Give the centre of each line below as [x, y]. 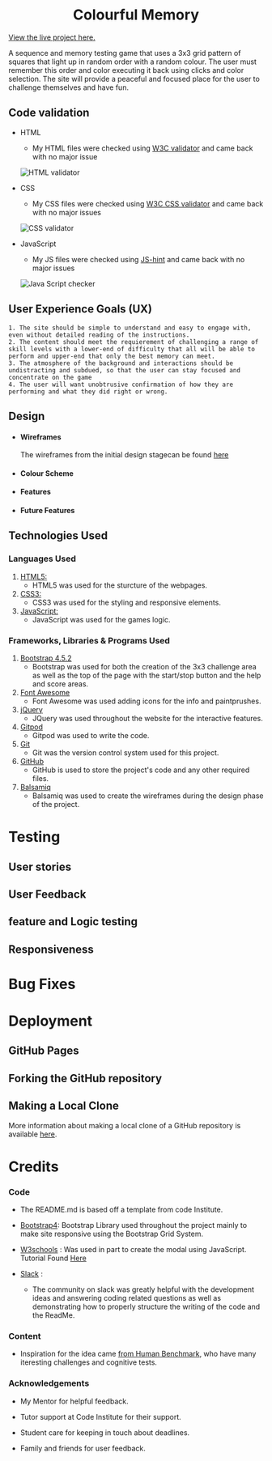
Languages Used [42, 558]
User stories [40, 866]
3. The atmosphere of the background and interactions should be [121, 363]
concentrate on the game [50, 377]
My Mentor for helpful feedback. [74, 1401]
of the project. [56, 804]
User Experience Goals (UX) [80, 309]
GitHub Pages [44, 1051]
